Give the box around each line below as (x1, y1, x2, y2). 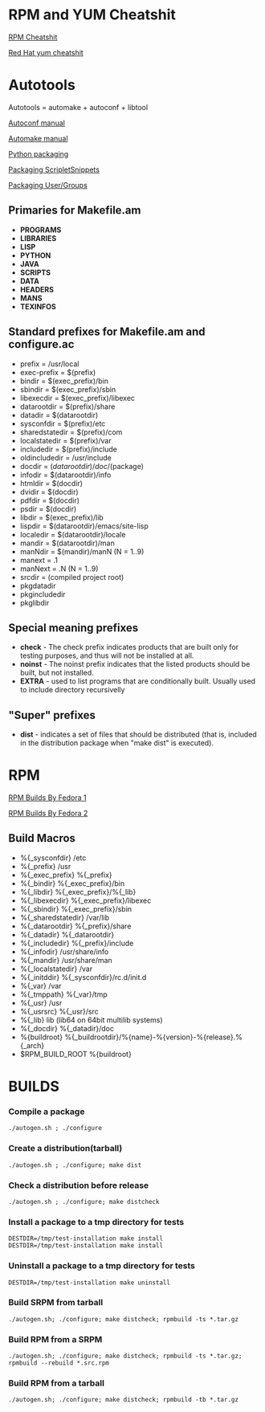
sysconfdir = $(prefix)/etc (19, 418, 106, 428)
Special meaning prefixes (8, 621, 139, 635)
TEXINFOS (19, 301, 56, 311)
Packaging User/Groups (8, 180, 88, 190)
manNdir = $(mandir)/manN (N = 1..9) (19, 546, 145, 556)
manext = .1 (19, 555, 59, 565)
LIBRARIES (19, 233, 57, 243)
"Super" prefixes (8, 708, 96, 722)
